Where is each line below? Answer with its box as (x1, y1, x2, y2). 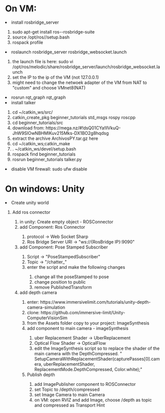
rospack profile (12, 39, 43, 45)
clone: (27, 309, 40, 315)
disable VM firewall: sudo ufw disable (11, 166, 88, 172)
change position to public (34, 279, 86, 285)
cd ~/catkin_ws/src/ (12, 109, 53, 115)
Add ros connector (12, 209, 51, 215)
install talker (11, 99, 36, 105)
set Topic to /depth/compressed (34, 386, 100, 392)
